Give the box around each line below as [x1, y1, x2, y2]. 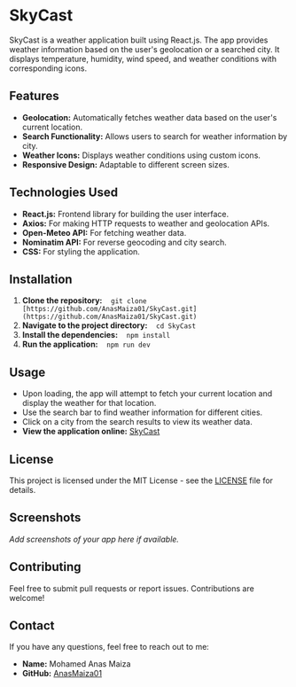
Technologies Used [9, 185, 118, 200]
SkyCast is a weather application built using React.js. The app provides [9, 35, 269, 45]
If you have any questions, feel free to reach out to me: [9, 642, 210, 652]
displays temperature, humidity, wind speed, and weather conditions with [9, 53, 277, 64]
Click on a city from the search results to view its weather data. [21, 417, 253, 427]
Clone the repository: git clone [21, 295, 147, 306]
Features [9, 89, 59, 104]
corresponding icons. [9, 63, 87, 74]
